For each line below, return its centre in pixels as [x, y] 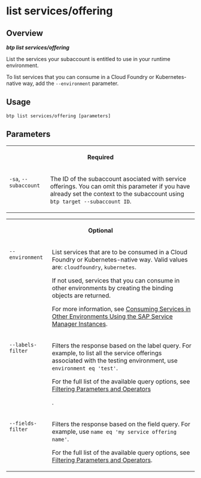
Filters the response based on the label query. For [122, 345]
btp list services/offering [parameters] [59, 116]
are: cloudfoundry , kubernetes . [94, 267]
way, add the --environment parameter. [71, 83]
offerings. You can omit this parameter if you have [120, 186]
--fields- [23, 423]
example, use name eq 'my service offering [114, 431]
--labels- [23, 345]
